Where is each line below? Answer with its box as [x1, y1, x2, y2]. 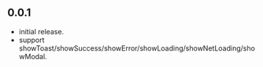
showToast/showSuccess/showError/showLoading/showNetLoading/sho [18, 43, 255, 53]
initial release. [18, 26, 65, 36]
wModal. [18, 51, 48, 61]
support [18, 35, 45, 44]
